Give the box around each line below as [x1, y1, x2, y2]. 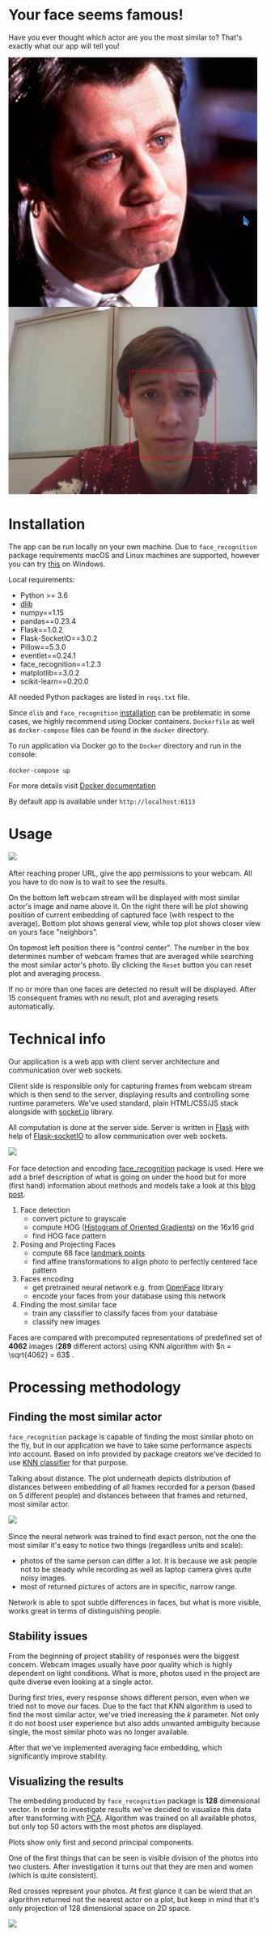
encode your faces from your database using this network [32, 1290, 227, 1301]
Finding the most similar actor [8, 1410, 163, 1424]
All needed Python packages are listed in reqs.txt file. [8, 692, 190, 701]
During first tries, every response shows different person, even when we [8, 1692, 250, 1702]
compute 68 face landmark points [32, 1247, 146, 1257]
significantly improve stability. [8, 1751, 108, 1761]
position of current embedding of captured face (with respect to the [8, 910, 235, 919]
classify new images [32, 1316, 101, 1326]
